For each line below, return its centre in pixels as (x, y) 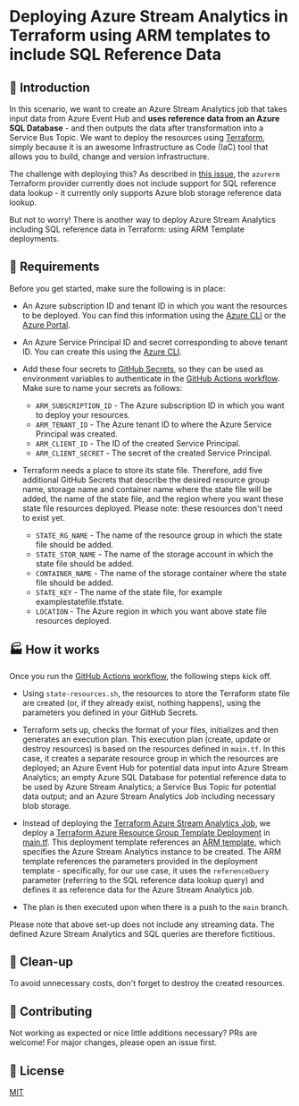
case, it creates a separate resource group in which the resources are (150, 758)
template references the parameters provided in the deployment (140, 861)
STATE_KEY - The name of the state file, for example (129, 591)
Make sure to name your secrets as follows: (102, 387)
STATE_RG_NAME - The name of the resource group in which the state (159, 535)
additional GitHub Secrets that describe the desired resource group (146, 480)
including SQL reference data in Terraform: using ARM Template (127, 229)
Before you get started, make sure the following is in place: (117, 288)
